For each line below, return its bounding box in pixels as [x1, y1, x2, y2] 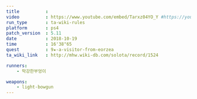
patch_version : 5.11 [6, 30, 62, 36]
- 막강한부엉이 [16, 68, 46, 74]
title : [6, 8, 49, 15]
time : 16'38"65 [6, 42, 72, 47]
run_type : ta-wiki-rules [6, 19, 85, 25]
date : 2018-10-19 [6, 36, 77, 42]
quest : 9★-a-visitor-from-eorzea [6, 47, 114, 53]
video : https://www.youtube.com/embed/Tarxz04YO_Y [6, 14, 159, 20]
